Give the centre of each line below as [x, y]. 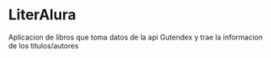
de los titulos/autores [44, 45]
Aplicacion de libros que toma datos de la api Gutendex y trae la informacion [135, 37]
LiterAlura [42, 15]
